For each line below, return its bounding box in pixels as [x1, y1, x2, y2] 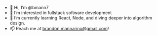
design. [9, 20, 26, 26]
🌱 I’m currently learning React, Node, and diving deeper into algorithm [9, 15, 153, 20]
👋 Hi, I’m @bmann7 [9, 5, 49, 10]
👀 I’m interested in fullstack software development [9, 10, 112, 16]
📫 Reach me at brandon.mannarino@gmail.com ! [9, 26, 109, 31]
